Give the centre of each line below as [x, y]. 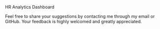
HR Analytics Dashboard [30, 7]
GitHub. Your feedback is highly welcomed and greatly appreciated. [74, 22]
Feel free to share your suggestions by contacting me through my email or [80, 16]
